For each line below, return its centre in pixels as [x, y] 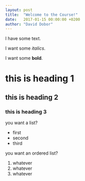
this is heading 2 [32, 97]
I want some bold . [24, 58]
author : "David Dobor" [29, 24]
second [20, 138]
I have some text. [23, 39]
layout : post [19, 10]
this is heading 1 [40, 79]
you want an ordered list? [32, 153]
